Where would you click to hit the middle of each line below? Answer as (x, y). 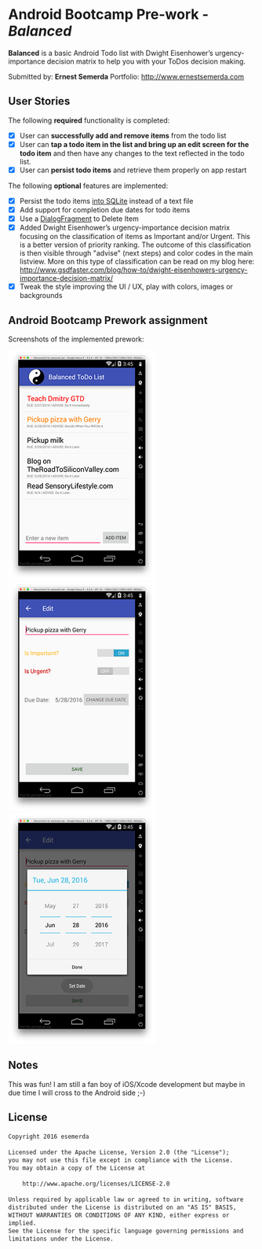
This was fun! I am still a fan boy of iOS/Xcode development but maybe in (127, 1084)
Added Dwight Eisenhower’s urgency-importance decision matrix (124, 228)
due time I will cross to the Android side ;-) (77, 1092)
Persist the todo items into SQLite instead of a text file (106, 201)
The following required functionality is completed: (89, 120)
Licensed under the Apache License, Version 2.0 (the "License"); (119, 1152)
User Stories (39, 101)
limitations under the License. (61, 1239)
